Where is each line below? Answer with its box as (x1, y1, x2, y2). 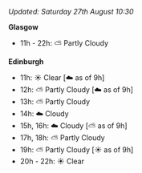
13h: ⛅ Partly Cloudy (19, 97, 91, 107)
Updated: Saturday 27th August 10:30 (8, 7, 134, 16)
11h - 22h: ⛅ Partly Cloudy (19, 38, 109, 47)
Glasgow (8, 22, 39, 31)
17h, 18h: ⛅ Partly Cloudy (19, 133, 106, 143)
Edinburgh (8, 57, 44, 66)
